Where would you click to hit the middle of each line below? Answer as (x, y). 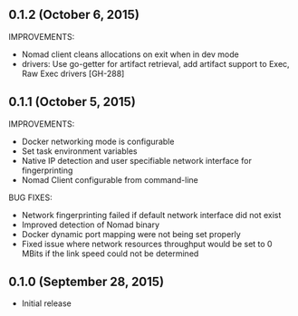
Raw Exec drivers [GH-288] (73, 73)
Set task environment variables (79, 151)
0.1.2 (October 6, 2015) (74, 15)
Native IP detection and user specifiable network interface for (137, 160)
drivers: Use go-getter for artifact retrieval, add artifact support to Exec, (156, 63)
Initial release (46, 303)
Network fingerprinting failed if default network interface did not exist (151, 215)
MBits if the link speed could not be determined (110, 254)
